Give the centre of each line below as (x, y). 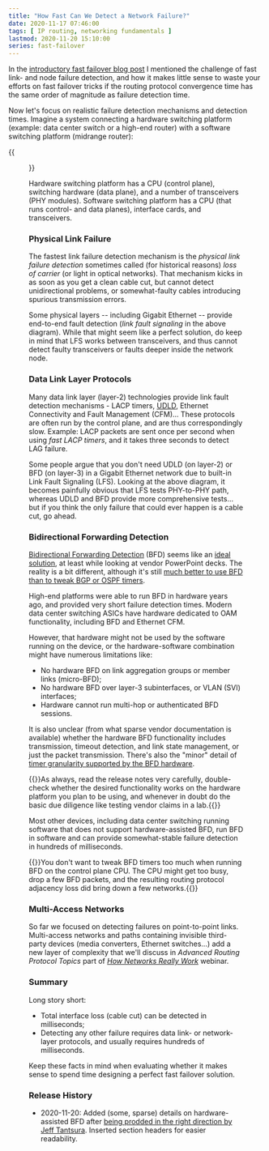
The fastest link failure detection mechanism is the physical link (134, 257)
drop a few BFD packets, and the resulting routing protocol (126, 880)
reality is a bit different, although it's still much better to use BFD (136, 572)
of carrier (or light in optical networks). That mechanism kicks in (136, 274)
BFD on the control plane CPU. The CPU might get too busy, (129, 871)
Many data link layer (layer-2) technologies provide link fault (129, 397)
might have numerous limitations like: (90, 655)
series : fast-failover (47, 46)
